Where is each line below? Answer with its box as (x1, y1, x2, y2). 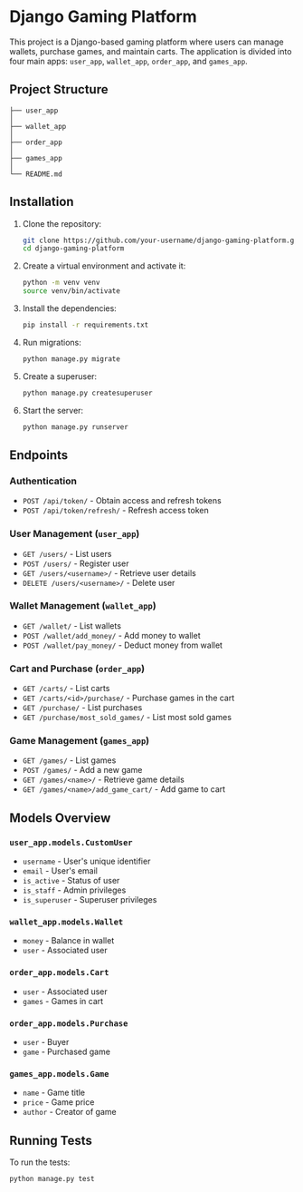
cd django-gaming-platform (22, 244, 125, 253)
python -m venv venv (22, 278, 100, 288)
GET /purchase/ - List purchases (22, 702, 143, 713)
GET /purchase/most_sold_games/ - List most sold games (22, 712, 232, 723)
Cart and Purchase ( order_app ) (9, 662, 146, 675)
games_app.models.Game (9, 1069, 109, 1079)
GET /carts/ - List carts (22, 683, 110, 694)
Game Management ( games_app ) (9, 735, 150, 747)
